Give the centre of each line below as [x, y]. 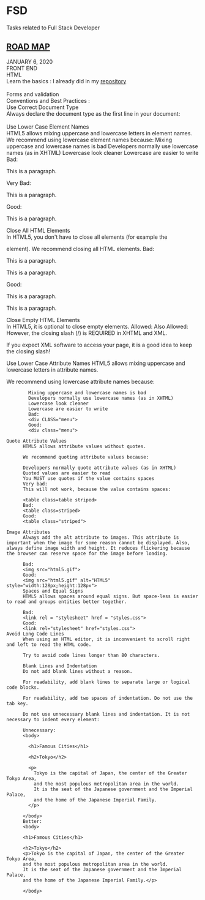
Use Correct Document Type [43, 107]
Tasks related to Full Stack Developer [53, 28]
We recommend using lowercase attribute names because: [80, 381]
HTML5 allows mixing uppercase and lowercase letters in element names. [99, 133]
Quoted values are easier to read [67, 473]
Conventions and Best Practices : [48, 100]
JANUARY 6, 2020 [30, 61]
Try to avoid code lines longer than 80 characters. [91, 655]
